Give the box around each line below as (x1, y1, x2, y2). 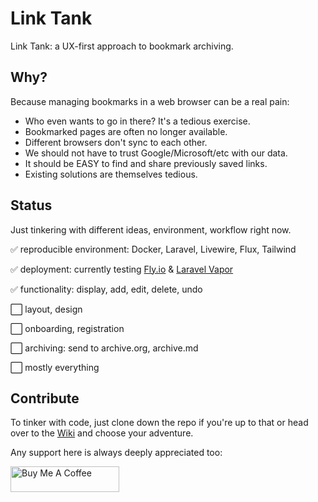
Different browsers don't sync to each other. (24, 136, 208, 148)
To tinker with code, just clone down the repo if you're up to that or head (10, 417, 309, 429)
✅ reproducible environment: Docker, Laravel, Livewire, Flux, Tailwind (10, 243, 297, 255)
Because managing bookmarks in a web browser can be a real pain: (10, 95, 290, 107)
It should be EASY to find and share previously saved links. (24, 157, 268, 169)
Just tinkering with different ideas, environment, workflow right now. (10, 223, 292, 236)
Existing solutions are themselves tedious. (24, 168, 198, 180)
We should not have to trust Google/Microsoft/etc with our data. (24, 147, 288, 159)
